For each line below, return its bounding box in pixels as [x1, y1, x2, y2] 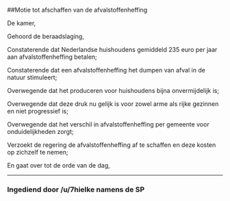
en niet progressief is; [7, 107, 68, 115]
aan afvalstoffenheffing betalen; [7, 53, 97, 61]
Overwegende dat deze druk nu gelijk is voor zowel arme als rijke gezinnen [7, 100, 219, 108]
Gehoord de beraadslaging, [7, 32, 84, 40]
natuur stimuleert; [7, 73, 57, 81]
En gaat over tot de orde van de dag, [7, 161, 111, 170]
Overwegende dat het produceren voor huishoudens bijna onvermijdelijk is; [7, 87, 220, 94]
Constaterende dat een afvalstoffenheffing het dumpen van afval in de [7, 66, 205, 74]
